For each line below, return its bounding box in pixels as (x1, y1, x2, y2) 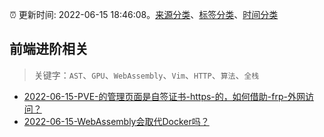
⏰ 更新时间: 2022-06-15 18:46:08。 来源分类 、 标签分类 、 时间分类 (9, 9, 279, 20)
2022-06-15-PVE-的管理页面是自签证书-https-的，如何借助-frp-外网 (23, 90, 306, 102)
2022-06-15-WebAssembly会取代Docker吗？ (23, 115, 210, 127)
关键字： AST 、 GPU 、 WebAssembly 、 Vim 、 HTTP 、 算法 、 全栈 (33, 69, 260, 81)
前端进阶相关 (9, 41, 89, 58)
